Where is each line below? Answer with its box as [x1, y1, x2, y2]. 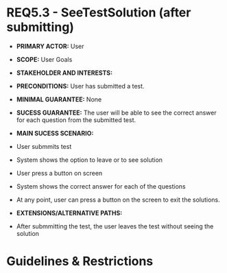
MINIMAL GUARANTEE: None [16, 95, 102, 104]
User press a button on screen [16, 169, 103, 177]
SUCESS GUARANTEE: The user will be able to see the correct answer [16, 108, 217, 117]
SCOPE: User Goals [16, 55, 73, 63]
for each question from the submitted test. [16, 115, 136, 124]
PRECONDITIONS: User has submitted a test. [16, 82, 145, 90]
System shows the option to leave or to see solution [16, 156, 163, 164]
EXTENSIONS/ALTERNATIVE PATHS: [16, 209, 123, 217]
